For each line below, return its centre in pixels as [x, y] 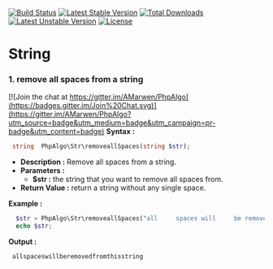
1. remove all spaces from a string [76, 80]
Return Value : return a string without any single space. [113, 188]
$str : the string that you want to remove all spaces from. [128, 180]
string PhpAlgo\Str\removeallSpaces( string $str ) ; [101, 146]
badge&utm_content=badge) [56, 132]
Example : [26, 204]
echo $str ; [34, 226]
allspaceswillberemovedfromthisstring [78, 257]
